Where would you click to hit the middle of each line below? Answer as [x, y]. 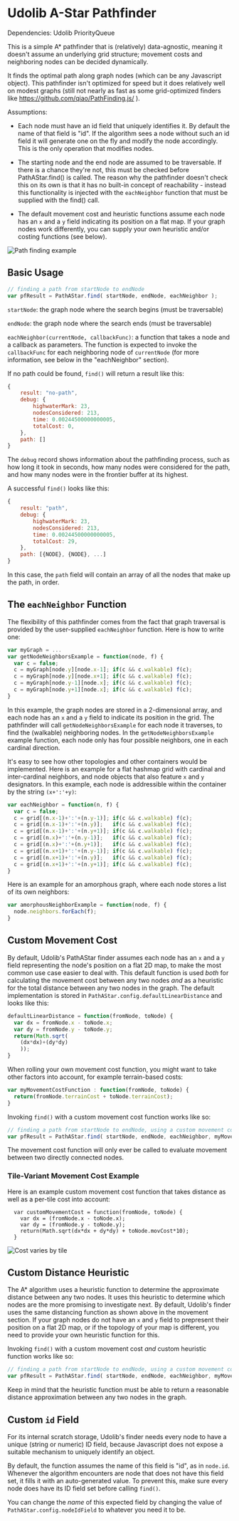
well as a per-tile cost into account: [59, 1199]
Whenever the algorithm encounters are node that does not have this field [116, 1473]
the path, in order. [33, 582]
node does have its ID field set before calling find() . [84, 1488]
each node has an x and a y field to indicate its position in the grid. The [111, 717]
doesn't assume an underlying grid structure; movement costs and [105, 54]
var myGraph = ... [34, 650]
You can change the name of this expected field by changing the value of [115, 1502]
